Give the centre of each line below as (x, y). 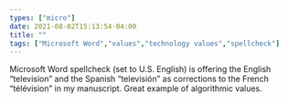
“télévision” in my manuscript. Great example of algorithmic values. (136, 88)
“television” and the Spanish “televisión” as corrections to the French (139, 79)
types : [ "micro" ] (43, 18)
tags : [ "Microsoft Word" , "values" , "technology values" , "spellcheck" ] (145, 43)
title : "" (28, 35)
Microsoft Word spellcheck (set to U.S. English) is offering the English (140, 69)
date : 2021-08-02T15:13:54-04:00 (73, 26)
